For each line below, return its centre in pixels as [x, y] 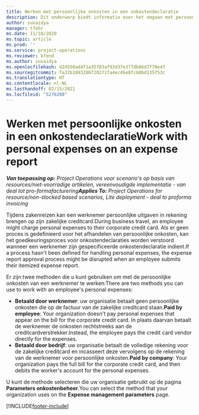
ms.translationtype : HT [36, 78]
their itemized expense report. [43, 265]
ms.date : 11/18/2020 [32, 34]
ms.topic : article [29, 39]
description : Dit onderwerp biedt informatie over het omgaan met [90, 17]
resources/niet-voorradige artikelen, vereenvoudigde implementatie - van [96, 184]
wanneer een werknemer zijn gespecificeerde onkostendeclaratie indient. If [98, 246]
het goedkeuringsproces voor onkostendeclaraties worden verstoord [90, 240]
